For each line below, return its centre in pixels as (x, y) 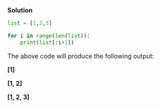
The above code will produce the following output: (81, 56)
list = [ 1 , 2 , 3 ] (30, 23)
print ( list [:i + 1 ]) (47, 42)
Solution (20, 10)
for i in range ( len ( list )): (49, 36)
